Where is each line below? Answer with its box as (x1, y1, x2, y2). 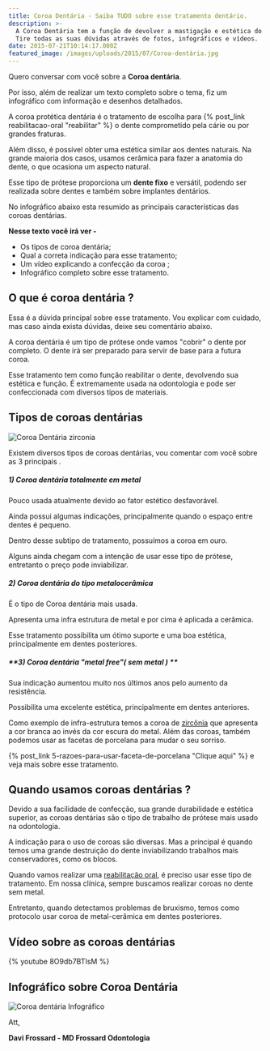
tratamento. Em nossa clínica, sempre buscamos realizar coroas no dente (8, 878, 253, 888)
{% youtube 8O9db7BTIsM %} (8, 957, 110, 967)
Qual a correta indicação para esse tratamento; (19, 250, 178, 260)
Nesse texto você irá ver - (8, 226, 97, 236)
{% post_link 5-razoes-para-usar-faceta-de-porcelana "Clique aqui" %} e (8, 750, 255, 760)
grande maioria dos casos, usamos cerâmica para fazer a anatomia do (8, 153, 243, 163)
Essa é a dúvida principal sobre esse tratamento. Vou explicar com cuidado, (8, 313, 261, 323)
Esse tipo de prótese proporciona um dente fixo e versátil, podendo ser (8, 177, 247, 187)
